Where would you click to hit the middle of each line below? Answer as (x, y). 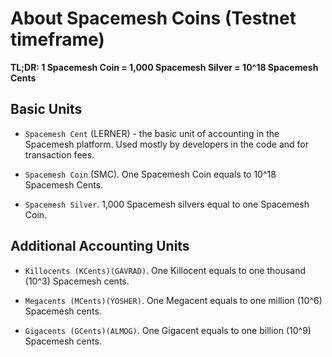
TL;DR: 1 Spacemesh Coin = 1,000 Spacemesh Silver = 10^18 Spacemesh (164, 67)
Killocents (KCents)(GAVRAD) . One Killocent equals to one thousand (165, 270)
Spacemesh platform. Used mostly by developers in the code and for (167, 144)
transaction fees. (59, 154)
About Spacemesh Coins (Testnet (153, 18)
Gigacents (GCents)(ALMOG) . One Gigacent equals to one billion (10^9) (168, 330)
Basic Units (46, 109)
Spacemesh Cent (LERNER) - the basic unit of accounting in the (152, 133)
